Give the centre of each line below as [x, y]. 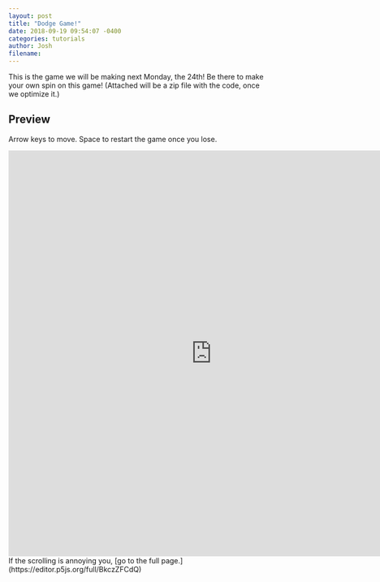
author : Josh [30, 46]
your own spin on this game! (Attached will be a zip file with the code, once [134, 85]
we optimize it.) [34, 94]
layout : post [30, 16]
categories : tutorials [47, 39]
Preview [30, 120]
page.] [172, 560]
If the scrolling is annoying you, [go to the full [84, 560]
